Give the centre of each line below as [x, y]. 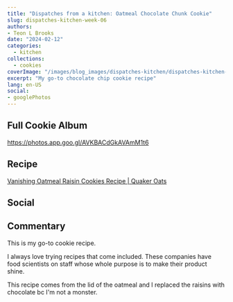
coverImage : [24, 72]
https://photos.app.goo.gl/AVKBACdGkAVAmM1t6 [78, 142]
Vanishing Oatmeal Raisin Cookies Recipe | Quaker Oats [87, 181]
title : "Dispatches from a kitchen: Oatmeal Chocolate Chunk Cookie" [110, 14]
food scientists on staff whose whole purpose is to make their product [107, 264]
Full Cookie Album [48, 126]
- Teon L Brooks [31, 33]
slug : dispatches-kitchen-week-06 [57, 20]
